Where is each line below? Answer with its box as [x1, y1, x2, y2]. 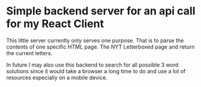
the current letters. [6, 49, 53, 56]
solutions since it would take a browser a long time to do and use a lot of [6, 67, 186, 74]
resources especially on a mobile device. [6, 74, 108, 81]
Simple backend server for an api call [6, 4, 196, 18]
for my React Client [6, 17, 104, 31]
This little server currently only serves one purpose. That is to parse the [6, 37, 184, 44]
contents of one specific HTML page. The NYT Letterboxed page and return [6, 43, 195, 50]
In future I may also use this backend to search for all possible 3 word [6, 61, 179, 68]
